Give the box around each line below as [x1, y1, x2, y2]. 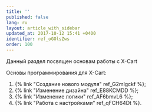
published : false [6, 14, 49, 20]
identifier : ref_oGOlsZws [6, 36, 70, 42]
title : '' [6, 8, 31, 15]
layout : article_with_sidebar [6, 25, 81, 31]
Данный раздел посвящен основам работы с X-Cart [6, 57, 137, 65]
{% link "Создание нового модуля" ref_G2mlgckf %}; [14, 80, 146, 87]
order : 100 [6, 42, 33, 48]
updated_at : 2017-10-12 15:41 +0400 [6, 31, 96, 37]
